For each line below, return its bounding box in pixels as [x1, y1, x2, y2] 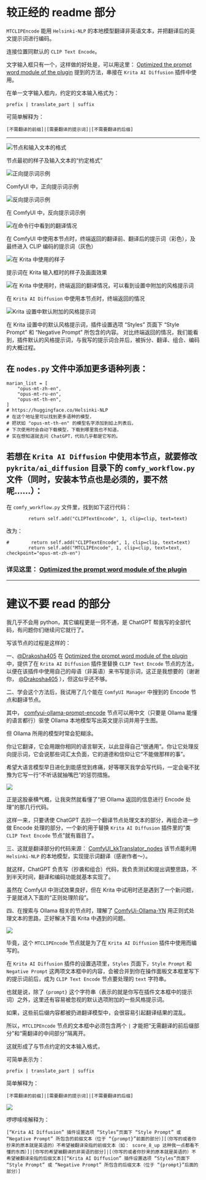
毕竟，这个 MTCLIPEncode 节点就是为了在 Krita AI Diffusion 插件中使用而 [6, 939, 192, 946]
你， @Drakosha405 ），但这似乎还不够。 [6, 675, 111, 682]
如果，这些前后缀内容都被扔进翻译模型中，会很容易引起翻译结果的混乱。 [6, 1009, 189, 1016]
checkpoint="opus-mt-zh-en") [6, 550, 81, 556]
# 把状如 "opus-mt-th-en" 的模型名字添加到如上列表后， [6, 420, 137, 426]
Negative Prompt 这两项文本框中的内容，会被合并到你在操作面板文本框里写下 [6, 967, 200, 974]
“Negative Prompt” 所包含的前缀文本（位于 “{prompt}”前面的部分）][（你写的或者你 [6, 1136, 197, 1142]
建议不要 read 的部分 [6, 597, 110, 611]
